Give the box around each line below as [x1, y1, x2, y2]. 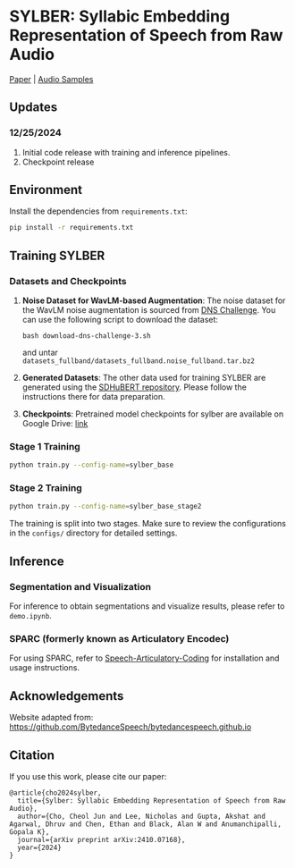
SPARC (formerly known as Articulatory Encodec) [9, 632, 230, 645]
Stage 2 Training [9, 482, 82, 494]
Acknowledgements [9, 688, 124, 704]
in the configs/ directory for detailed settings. [9, 527, 178, 538]
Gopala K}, [9, 827, 50, 837]
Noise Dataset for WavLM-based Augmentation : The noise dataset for [21, 295, 286, 306]
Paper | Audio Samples [9, 73, 94, 84]
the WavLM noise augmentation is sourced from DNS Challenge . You [21, 305, 276, 315]
